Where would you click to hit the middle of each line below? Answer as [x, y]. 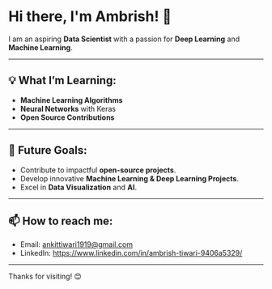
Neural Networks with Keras [68, 108]
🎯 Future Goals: [48, 150]
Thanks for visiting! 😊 [45, 276]
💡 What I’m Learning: [62, 81]
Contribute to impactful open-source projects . [98, 170]
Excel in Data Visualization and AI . [79, 187]
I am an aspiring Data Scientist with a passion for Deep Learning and [124, 39]
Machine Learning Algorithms [71, 100]
